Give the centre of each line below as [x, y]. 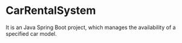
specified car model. [31, 33]
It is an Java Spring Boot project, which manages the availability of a [91, 27]
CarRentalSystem [51, 11]
